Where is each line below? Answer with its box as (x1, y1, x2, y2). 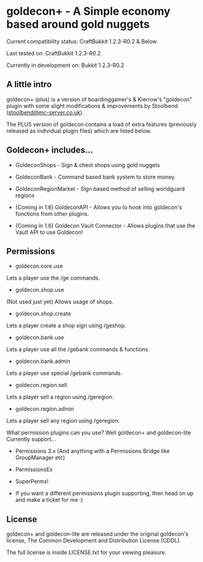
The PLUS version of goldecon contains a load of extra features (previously (6, 120, 197, 128)
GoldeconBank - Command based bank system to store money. (15, 173, 176, 181)
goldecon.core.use (15, 262, 63, 270)
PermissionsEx (15, 466, 53, 474)
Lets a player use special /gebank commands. (6, 370, 123, 377)
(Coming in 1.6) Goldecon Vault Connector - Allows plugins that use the (15, 222, 196, 229)
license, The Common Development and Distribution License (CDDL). (6, 537, 182, 544)
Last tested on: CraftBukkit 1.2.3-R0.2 (6, 49, 101, 57)
